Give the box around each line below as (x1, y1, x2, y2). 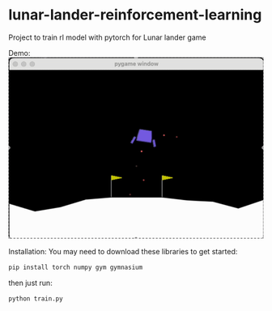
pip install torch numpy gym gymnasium (8, 263, 143, 272)
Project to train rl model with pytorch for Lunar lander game (8, 32, 206, 42)
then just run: (8, 278, 53, 288)
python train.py (8, 295, 63, 303)
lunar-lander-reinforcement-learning (8, 6, 262, 24)
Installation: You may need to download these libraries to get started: (8, 247, 238, 257)
